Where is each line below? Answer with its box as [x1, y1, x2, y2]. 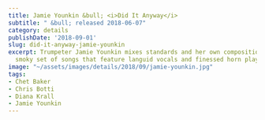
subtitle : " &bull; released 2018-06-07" [8, 19, 147, 27]
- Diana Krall [8, 92, 55, 100]
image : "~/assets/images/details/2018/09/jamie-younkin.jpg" [8, 63, 214, 71]
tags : [8, 70, 26, 78]
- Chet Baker [8, 77, 51, 85]
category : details [8, 26, 69, 34]
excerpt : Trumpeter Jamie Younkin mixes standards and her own [8, 48, 221, 56]
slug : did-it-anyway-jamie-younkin [8, 41, 125, 49]
